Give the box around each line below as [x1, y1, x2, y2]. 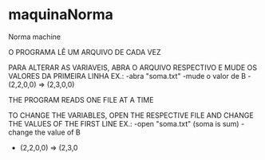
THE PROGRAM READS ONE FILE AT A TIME [8, 95, 154, 104]
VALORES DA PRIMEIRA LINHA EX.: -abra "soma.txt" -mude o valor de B [8, 71, 246, 80]
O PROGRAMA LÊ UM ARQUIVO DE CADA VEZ [8, 47, 161, 57]
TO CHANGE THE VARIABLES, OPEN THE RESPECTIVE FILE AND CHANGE [8, 110, 254, 120]
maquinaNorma [8, 6, 114, 24]
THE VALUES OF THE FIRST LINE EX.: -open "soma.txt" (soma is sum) [8, 119, 239, 128]
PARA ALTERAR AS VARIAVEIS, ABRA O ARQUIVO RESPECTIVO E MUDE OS [8, 62, 258, 72]
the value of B [34, 127, 81, 137]
